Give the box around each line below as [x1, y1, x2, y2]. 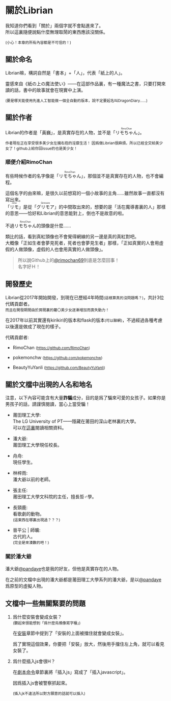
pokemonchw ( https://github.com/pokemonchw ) [12, 354, 103, 360]
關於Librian [5, 5, 53, 16]
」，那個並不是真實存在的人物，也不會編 [81, 173, 164, 179]
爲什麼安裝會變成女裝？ [12, 614, 62, 620]
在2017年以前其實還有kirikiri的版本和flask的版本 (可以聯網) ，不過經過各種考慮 [5, 317, 163, 323]
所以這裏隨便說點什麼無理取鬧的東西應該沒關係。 [5, 29, 108, 35]
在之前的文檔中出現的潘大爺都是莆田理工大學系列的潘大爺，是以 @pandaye [5, 576, 162, 583]
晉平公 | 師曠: [12, 527, 41, 534]
